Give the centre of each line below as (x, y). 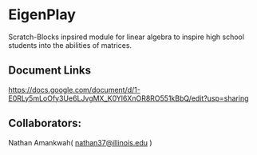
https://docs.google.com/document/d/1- (75, 89)
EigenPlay (42, 15)
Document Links (50, 71)
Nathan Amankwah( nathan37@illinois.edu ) (81, 142)
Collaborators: (45, 123)
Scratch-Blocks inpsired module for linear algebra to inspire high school (127, 37)
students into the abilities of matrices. (70, 45)
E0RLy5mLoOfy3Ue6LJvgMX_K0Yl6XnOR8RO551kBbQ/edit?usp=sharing (128, 98)
